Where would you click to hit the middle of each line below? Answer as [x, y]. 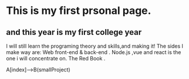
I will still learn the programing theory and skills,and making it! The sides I [95, 46]
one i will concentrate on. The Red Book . [56, 58]
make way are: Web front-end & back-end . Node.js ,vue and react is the [94, 52]
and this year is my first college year [74, 32]
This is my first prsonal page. [79, 11]
